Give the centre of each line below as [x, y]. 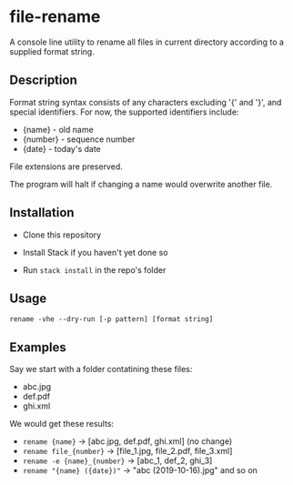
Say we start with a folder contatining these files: [101, 369]
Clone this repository [62, 235]
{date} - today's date [62, 148]
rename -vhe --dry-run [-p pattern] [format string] [111, 319]
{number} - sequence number [79, 139]
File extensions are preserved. [66, 167]
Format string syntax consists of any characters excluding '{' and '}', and [146, 102]
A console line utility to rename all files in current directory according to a [147, 42]
